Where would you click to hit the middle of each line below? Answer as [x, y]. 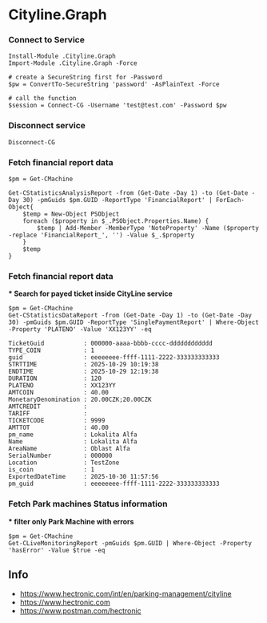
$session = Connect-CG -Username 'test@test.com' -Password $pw [118, 106]
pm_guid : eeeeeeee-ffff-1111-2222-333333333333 [114, 484]
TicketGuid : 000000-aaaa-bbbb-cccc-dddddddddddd [111, 344]
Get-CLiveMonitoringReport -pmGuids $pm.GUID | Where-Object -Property [130, 543]
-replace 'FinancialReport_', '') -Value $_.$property [102, 235]
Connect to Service [47, 40]
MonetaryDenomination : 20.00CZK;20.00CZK [80, 400]
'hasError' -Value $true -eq [57, 550]
